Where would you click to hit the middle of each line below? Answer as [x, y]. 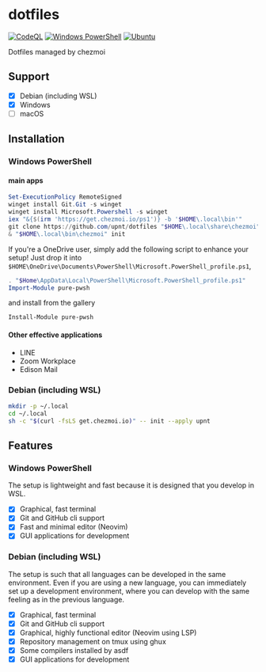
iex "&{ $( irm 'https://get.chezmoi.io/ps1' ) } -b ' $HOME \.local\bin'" [125, 219]
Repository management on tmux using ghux [93, 642]
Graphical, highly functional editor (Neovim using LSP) [108, 632]
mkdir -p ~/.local [38, 406]
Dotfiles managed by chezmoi [57, 51]
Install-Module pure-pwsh [51, 317]
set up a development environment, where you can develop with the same [129, 590]
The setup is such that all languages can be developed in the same [117, 574]
